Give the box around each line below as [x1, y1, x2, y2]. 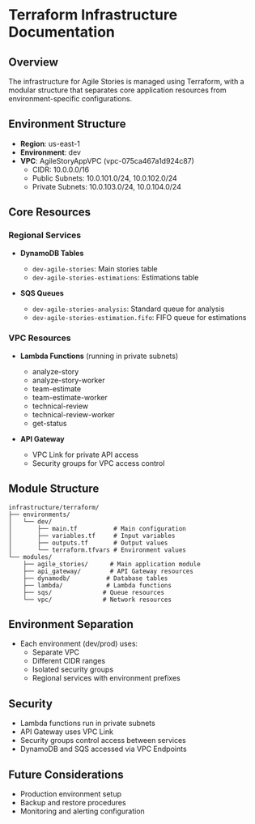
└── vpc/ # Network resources [23, 596, 172, 604]
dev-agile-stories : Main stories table [32, 263, 158, 273]
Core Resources [8, 205, 91, 220]
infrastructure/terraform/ [8, 503, 100, 511]
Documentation [8, 23, 116, 41]
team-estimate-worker [32, 392, 108, 402]
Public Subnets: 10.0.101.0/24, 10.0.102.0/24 [32, 173, 178, 183]
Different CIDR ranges [32, 656, 106, 666]
